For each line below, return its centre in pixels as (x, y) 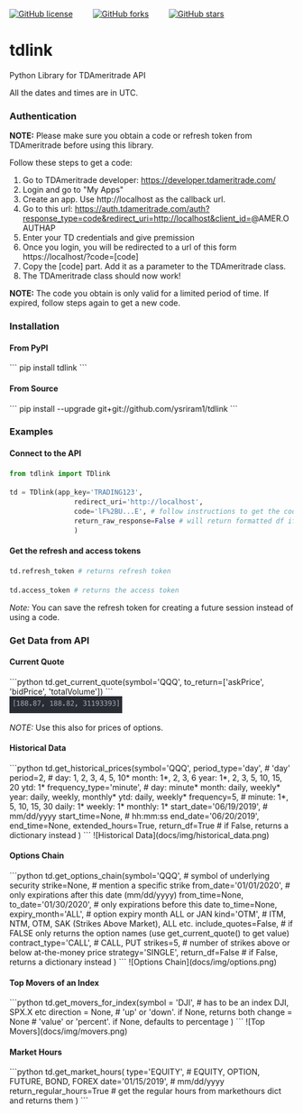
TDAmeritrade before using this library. (82, 145)
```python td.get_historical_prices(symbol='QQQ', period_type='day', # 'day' (150, 768)
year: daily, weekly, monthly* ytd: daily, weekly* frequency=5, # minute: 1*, (149, 797)
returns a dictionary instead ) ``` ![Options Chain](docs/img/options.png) (143, 962)
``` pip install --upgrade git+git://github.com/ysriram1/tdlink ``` (124, 408)
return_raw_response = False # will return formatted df (179, 521)
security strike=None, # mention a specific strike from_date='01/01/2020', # (150, 885)
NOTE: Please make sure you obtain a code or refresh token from (131, 136)
